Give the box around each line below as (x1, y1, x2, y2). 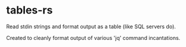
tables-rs (6, 4, 53, 17)
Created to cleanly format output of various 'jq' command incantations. (6, 34, 181, 41)
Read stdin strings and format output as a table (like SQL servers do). (6, 23, 176, 30)
